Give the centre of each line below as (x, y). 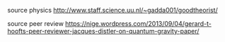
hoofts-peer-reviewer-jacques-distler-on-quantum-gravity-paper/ (103, 31)
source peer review (35, 23)
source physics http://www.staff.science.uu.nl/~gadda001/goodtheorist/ (112, 10)
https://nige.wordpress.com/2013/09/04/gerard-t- (138, 23)
